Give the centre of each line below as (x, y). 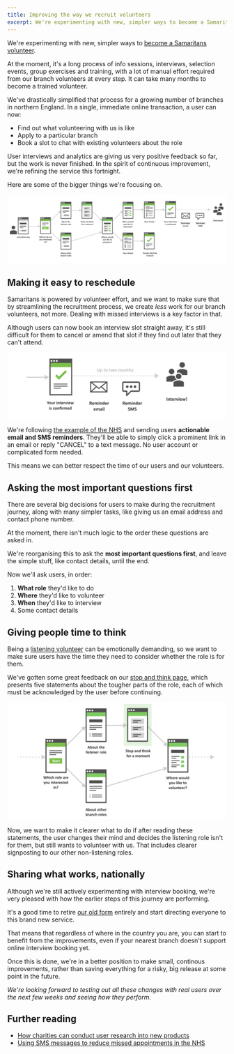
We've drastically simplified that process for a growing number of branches (116, 99)
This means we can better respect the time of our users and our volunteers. (116, 466)
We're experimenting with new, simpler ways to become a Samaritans (107, 43)
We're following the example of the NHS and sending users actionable (109, 430)
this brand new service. (41, 919)
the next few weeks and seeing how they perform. (79, 997)
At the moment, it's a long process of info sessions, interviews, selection (111, 63)
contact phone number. (41, 519)
